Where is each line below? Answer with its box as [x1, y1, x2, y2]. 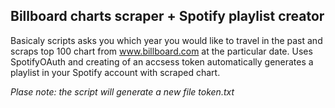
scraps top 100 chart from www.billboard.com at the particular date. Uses [10, 45, 313, 57]
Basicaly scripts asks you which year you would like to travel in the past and [10, 34, 323, 46]
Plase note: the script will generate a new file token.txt [10, 85, 235, 98]
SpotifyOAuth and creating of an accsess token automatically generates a [10, 55, 314, 68]
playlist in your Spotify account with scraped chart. [10, 66, 221, 78]
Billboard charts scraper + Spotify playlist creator [10, 8, 325, 25]
